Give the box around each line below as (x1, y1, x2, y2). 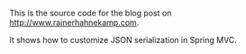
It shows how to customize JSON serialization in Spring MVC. (9, 35, 237, 45)
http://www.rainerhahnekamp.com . (9, 17, 140, 28)
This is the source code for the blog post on (9, 8, 172, 18)
